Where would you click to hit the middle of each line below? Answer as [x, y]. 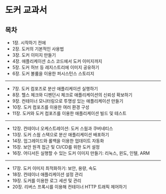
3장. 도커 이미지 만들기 [34, 55]
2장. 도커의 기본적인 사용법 [38, 49]
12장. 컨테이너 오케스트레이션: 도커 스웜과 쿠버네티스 [63, 128]
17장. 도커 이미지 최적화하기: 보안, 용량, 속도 [55, 168]
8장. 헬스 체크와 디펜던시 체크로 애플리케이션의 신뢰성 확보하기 [72, 95]
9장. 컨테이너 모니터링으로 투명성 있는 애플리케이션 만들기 [68, 101]
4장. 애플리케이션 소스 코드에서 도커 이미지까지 [57, 61]
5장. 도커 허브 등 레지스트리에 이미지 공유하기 [56, 67]
